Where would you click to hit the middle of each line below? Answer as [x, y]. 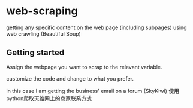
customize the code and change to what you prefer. [70, 78]
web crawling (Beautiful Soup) [43, 33]
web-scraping [42, 11]
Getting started [35, 53]
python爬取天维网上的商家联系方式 [49, 98]
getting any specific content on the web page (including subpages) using [96, 27]
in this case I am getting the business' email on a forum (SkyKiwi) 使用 [93, 91]
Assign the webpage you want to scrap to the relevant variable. [85, 67]
